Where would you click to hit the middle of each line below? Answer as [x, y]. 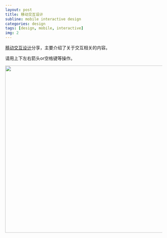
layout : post [19, 10]
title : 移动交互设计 [24, 14]
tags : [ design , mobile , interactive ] [44, 28]
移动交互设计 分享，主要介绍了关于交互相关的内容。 [58, 48]
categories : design [25, 24]
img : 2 [12, 33]
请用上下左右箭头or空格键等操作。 [40, 58]
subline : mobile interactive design [43, 19]
